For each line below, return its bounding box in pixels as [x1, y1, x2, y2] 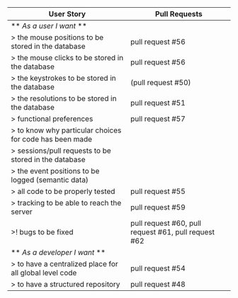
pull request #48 [130, 280, 186, 289]
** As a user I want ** [11, 21, 87, 30]
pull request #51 [130, 98, 186, 108]
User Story [48, 9, 86, 18]
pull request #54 [130, 263, 186, 273]
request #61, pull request [130, 227, 215, 236]
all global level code [11, 268, 77, 277]
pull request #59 [130, 202, 186, 212]
